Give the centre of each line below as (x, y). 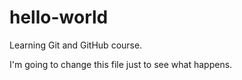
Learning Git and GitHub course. (76, 45)
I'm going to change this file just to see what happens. (121, 64)
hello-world (59, 17)
